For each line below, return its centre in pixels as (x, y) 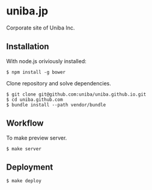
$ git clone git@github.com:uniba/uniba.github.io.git (76, 94)
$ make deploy (24, 181)
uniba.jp (27, 11)
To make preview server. (37, 138)
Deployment (30, 167)
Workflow (25, 124)
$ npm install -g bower (36, 72)
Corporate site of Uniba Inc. (41, 28)
